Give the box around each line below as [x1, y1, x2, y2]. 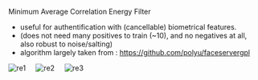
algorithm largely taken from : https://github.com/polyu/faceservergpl [19, 48, 251, 57]
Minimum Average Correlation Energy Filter [8, 7, 151, 16]
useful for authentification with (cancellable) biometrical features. [19, 22, 237, 31]
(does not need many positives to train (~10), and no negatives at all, [19, 31, 248, 40]
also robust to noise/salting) [19, 39, 113, 49]
